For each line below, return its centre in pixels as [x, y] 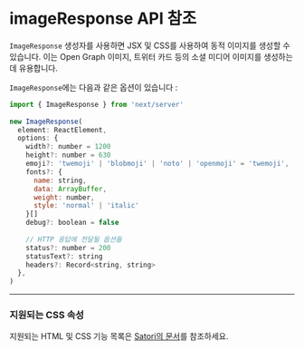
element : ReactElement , [62, 130]
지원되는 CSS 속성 [47, 316]
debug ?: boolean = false [72, 223]
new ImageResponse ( [46, 122]
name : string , [60, 180]
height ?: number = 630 [68, 155]
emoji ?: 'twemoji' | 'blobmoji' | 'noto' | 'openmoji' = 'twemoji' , [157, 164]
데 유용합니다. [34, 68]
